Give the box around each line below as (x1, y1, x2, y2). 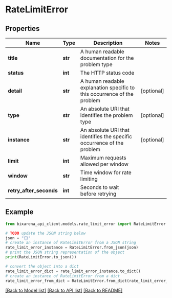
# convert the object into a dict (5, 264, 79, 269)
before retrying (80, 190, 117, 197)
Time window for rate (80, 169, 132, 176)
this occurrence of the (80, 91, 134, 97)
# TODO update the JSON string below (5, 231, 86, 236)
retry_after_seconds (8, 187, 58, 194)
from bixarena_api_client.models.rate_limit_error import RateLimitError (5, 221, 166, 226)
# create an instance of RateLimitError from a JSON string (5, 240, 137, 246)
